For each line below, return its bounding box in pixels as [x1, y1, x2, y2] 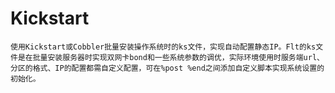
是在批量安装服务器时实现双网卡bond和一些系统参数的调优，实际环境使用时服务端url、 [17, 52, 325, 62]
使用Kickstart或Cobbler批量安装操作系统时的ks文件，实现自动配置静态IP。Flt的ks [10, 42, 317, 52]
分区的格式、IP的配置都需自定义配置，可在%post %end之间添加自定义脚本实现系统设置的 [10, 63, 325, 73]
